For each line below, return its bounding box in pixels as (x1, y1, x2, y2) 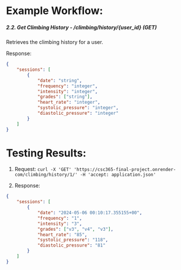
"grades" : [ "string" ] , (37, 94, 93, 100)
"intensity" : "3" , (37, 221, 82, 227)
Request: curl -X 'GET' (14, 166, 72, 173)
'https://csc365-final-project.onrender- (74, 167, 176, 173)
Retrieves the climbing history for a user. (6, 39, 103, 46)
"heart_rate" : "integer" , (37, 100, 100, 105)
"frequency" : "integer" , (37, 83, 98, 89)
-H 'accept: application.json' (79, 172, 156, 178)
